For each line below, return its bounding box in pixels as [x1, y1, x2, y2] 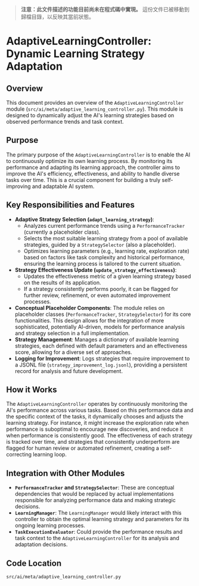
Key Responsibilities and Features [6, 200, 135, 210]
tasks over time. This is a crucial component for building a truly [6, 176, 161, 183]
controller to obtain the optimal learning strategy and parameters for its [14, 516, 189, 523]
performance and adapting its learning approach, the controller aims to [6, 164, 181, 171]
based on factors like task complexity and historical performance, [23, 253, 185, 261]
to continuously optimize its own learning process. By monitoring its [6, 157, 173, 164]
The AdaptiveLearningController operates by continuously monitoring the [6, 400, 188, 408]
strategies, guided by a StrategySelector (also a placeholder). [23, 241, 176, 248]
